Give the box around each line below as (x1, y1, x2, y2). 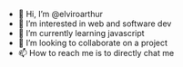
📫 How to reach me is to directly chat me (17, 48, 175, 58)
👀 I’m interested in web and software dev (17, 18, 172, 29)
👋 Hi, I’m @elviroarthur (17, 9, 103, 19)
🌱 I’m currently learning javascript (17, 28, 145, 38)
